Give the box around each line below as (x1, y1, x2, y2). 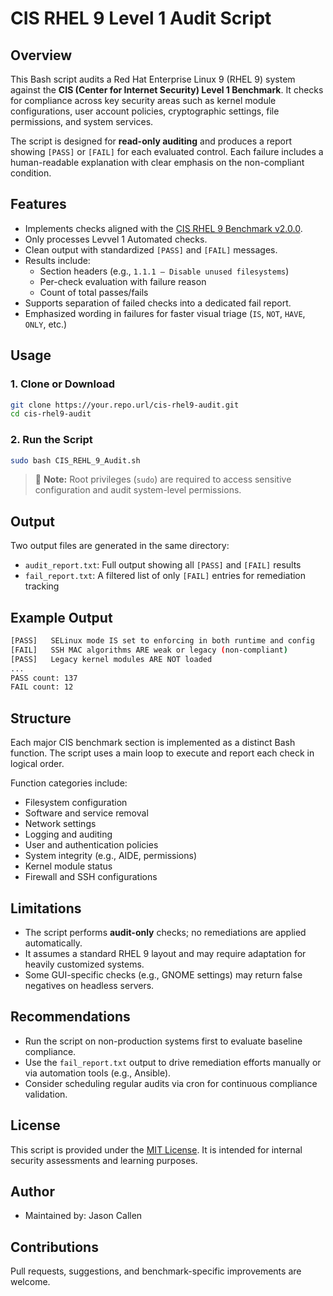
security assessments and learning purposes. (10, 1154, 198, 1166)
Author (10, 1183, 55, 1200)
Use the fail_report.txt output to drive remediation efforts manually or (24, 1056, 322, 1068)
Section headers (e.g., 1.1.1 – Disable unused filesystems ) (39, 265, 290, 277)
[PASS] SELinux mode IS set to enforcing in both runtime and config (10, 636, 315, 646)
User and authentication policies (24, 839, 159, 851)
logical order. (10, 758, 65, 770)
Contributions (10, 1238, 99, 1256)
